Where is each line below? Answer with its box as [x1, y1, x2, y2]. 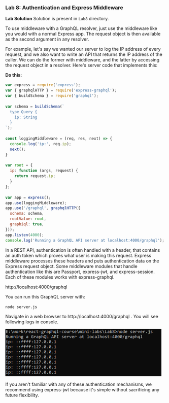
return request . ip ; [14, 174, 56, 179]
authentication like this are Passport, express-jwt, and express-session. [5, 268, 155, 275]
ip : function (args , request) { [10, 168, 79, 174]
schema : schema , [10, 211, 44, 216]
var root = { [5, 163, 33, 168]
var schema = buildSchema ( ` [5, 104, 65, 109]
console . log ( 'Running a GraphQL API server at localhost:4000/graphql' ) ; [5, 238, 165, 243]
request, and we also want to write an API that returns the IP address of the [5, 51, 162, 57]
